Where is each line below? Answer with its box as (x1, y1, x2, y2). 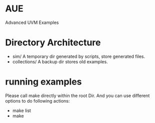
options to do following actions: (5, 98, 70, 104)
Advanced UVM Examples (5, 19, 59, 25)
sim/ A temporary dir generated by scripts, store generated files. (12, 53, 145, 59)
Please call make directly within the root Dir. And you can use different (5, 93, 150, 99)
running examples (5, 76, 82, 88)
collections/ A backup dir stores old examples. (12, 58, 108, 65)
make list (12, 108, 31, 114)
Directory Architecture (5, 37, 101, 48)
